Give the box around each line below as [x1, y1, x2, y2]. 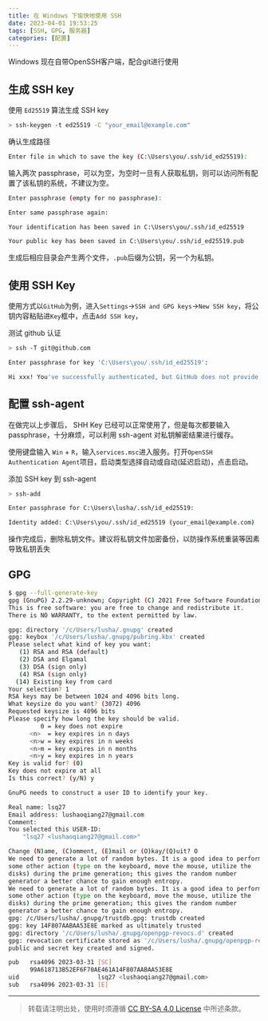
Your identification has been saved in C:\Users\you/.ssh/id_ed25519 [8, 223, 245, 231]
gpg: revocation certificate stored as [8, 936, 141, 944]
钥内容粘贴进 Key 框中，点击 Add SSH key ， [8, 311, 143, 321]
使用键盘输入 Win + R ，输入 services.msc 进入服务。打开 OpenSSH [8, 447, 213, 457]
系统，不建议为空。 [49, 177, 113, 188]
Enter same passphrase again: [8, 209, 109, 217]
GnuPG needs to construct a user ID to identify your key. [8, 788, 209, 796]
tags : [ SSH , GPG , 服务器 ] [8, 26, 91, 34]
